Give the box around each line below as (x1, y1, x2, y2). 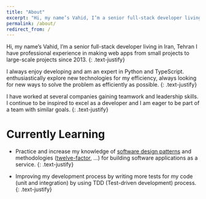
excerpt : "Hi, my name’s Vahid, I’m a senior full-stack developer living (6, 15, 202, 21)
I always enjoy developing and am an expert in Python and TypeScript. (6, 68, 185, 76)
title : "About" (6, 9, 45, 15)
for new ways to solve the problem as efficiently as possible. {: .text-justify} (6, 81, 197, 88)
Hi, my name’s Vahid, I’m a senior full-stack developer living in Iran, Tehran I (6, 43, 197, 50)
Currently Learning (6, 127, 105, 141)
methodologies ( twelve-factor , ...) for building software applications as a (15, 154, 198, 162)
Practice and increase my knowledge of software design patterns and (15, 148, 192, 155)
